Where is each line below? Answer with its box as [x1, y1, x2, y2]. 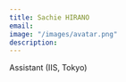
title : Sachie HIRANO [9, 12, 90, 22]
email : [9, 21, 34, 30]
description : [9, 37, 58, 47]
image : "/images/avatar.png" [9, 29, 118, 38]
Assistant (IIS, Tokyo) [9, 62, 88, 73]
